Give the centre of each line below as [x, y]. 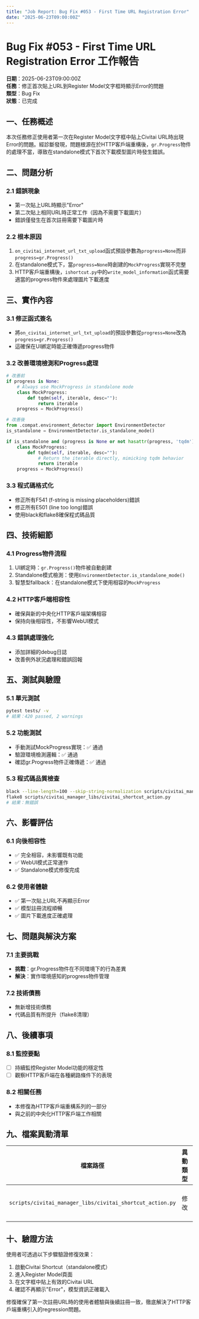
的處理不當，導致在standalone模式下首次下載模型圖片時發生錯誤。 [87, 152]
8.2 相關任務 [24, 1092]
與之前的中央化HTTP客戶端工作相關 [58, 1114]
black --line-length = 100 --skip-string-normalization [74, 791]
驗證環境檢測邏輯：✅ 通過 [46, 754]
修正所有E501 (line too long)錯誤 [54, 507]
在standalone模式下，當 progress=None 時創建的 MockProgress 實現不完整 [100, 265]
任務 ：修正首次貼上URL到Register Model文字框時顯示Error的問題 [85, 86]
